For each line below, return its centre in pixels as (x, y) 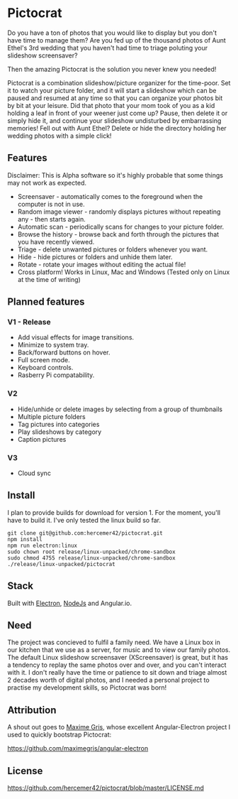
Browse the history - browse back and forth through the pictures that (118, 234)
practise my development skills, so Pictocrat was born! (87, 687)
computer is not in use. (51, 204)
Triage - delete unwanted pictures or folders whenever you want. (113, 249)
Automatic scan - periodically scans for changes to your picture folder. (121, 227)
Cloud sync (34, 473)
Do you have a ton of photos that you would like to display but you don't (112, 33)
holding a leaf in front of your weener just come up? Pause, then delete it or (118, 113)
